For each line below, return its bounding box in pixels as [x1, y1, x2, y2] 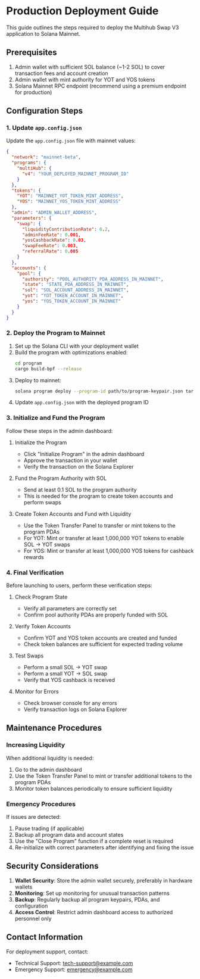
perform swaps [23, 498, 61, 506]
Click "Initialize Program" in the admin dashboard [23, 450, 145, 457]
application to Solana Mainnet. [6, 30, 81, 37]
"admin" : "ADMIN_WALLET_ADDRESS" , [11, 210, 97, 216]
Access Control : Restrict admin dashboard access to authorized [14, 908, 173, 915]
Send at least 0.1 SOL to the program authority [23, 486, 137, 493]
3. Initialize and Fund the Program [6, 414, 105, 422]
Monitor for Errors [14, 688, 59, 695]
